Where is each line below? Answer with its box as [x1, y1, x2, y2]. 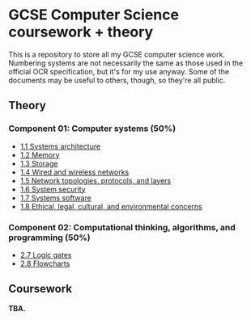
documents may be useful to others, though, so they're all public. [8, 75, 226, 85]
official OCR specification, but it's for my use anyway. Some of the [8, 66, 230, 76]
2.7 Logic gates [19, 250, 72, 259]
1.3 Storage [19, 158, 58, 168]
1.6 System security [19, 184, 87, 194]
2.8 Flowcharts [19, 259, 70, 268]
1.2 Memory [19, 149, 60, 159]
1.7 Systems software [19, 192, 91, 203]
